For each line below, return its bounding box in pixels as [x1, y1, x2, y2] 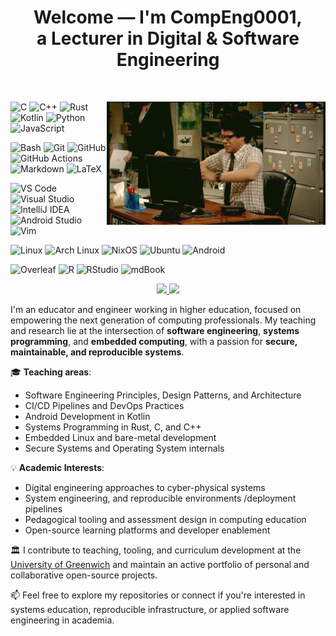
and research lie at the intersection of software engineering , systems [10, 324, 300, 336]
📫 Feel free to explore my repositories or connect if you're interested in [10, 589, 306, 601]
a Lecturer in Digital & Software [36, 27, 300, 50]
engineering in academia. [10, 614, 115, 626]
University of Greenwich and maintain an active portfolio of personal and [10, 558, 310, 570]
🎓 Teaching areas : [10, 366, 92, 378]
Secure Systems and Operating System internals [24, 442, 225, 454]
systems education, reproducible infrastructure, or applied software [10, 603, 290, 615]
